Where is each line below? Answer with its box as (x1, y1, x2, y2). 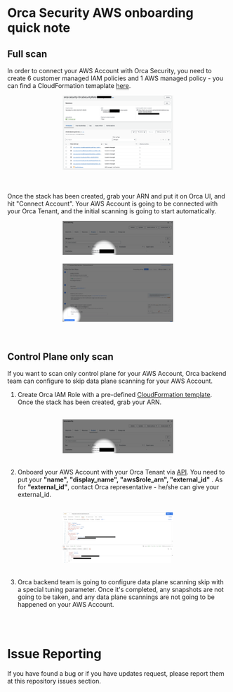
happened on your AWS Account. (17, 600, 114, 609)
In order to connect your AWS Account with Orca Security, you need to (7, 67, 212, 75)
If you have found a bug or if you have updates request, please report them (7, 669, 225, 678)
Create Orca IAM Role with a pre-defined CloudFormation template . (17, 391, 213, 399)
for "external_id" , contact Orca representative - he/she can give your (17, 482, 220, 491)
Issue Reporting (7, 646, 102, 662)
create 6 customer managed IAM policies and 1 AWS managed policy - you (7, 74, 223, 82)
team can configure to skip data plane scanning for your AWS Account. (7, 377, 213, 385)
